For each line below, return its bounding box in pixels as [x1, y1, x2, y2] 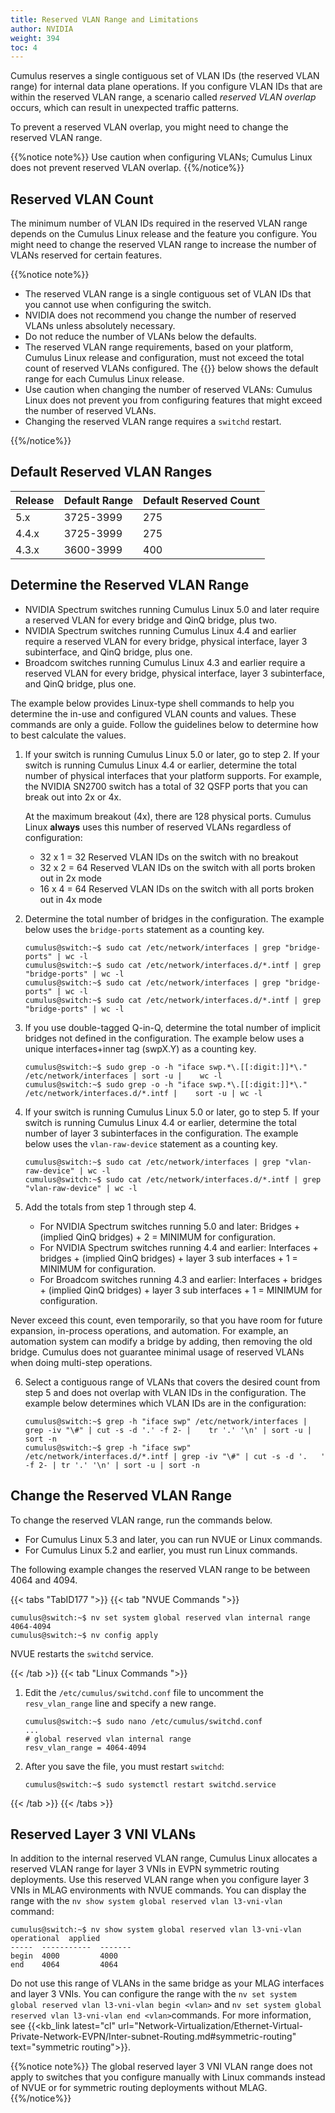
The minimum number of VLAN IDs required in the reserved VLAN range [10, 217, 308, 230]
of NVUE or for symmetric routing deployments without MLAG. [10, 2082, 268, 2094]
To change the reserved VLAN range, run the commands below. [10, 1514, 273, 1526]
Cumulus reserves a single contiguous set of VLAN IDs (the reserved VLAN [10, 70, 320, 82]
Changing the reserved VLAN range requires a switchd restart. [24, 416, 282, 428]
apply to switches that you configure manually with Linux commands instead [10, 2071, 326, 2083]
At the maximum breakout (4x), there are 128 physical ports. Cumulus [24, 810, 312, 822]
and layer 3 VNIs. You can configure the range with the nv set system [10, 1988, 297, 2000]
